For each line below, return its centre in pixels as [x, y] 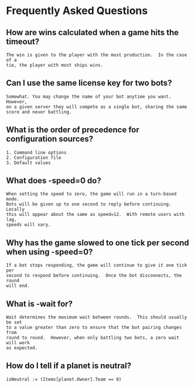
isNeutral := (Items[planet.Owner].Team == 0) [64, 379]
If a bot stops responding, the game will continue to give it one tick [97, 265]
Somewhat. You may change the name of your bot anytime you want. [89, 97]
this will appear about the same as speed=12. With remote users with [95, 215]
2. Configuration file [34, 157]
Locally [16, 210]
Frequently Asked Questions [77, 11]
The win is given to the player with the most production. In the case [97, 55]
